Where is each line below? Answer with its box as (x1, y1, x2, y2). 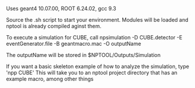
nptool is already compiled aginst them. (6, 23, 102, 29)
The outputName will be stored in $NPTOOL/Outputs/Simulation (6, 52, 161, 58)
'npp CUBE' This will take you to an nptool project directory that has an (6, 69, 178, 76)
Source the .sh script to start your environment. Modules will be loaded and (6, 16, 189, 23)
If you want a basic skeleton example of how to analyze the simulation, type (6, 63, 190, 70)
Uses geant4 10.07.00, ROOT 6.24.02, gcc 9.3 (6, 5, 116, 12)
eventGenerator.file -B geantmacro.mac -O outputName (6, 40, 142, 47)
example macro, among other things (6, 76, 94, 82)
